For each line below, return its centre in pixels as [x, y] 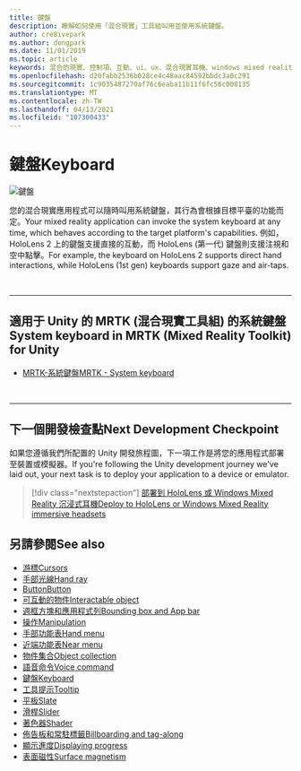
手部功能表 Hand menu [63, 633]
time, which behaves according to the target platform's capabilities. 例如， [146, 233]
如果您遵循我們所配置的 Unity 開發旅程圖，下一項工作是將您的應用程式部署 [147, 453]
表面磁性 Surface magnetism [74, 756]
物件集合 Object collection [69, 655]
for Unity [34, 350]
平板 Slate [39, 700]
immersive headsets [69, 514]
